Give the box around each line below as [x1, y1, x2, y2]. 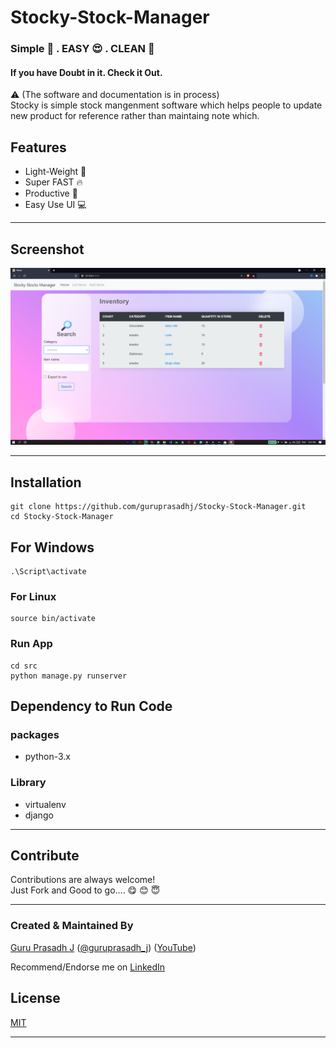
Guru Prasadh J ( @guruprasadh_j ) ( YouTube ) [10, 941, 197, 953]
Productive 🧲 [24, 187, 78, 200]
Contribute [10, 847, 80, 865]
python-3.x [24, 751, 71, 763]
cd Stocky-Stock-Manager [10, 512, 114, 522]
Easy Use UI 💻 [24, 199, 87, 211]
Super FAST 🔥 [24, 176, 83, 188]
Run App [10, 637, 53, 651]
